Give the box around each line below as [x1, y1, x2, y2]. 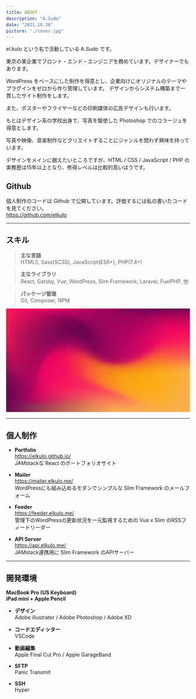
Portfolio [14, 446, 37, 453]
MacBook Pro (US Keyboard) [6, 589, 77, 596]
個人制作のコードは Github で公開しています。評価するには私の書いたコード [6, 198, 188, 205]
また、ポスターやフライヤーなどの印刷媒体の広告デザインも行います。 [6, 105, 174, 112]
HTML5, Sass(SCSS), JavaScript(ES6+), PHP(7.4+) [20, 258, 143, 266]
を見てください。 [6, 205, 47, 212]
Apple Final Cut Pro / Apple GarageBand [14, 651, 111, 658]
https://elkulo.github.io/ [14, 453, 71, 460]
